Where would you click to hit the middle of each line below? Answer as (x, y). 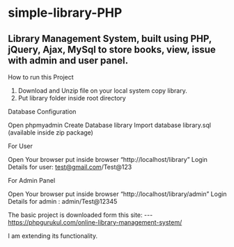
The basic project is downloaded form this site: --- (80, 215)
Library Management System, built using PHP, (110, 39)
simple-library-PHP (65, 13)
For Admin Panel (32, 180)
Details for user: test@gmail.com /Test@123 (70, 167)
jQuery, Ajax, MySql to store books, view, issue (112, 49)
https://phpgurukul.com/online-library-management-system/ (95, 222)
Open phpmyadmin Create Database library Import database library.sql (110, 125)
